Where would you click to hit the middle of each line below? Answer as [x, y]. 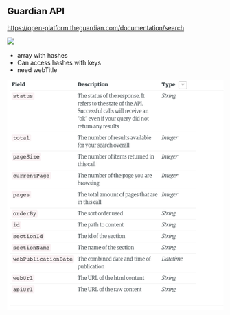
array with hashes [42, 55]
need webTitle [37, 70]
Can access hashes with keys [59, 62]
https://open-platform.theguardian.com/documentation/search [95, 27]
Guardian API [36, 11]
